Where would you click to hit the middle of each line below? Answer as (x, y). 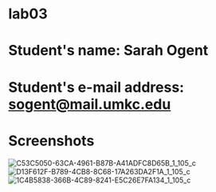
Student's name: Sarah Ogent (108, 51)
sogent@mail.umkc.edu (90, 104)
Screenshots (51, 140)
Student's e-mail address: (96, 87)
